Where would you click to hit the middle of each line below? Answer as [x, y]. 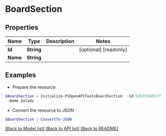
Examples [21, 75]
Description [60, 41]
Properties [22, 27]
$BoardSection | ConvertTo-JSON [38, 119]
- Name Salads [21, 101]
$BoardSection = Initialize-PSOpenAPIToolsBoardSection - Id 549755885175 [84, 96]
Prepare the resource [34, 87]
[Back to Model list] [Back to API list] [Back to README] [62, 129]
